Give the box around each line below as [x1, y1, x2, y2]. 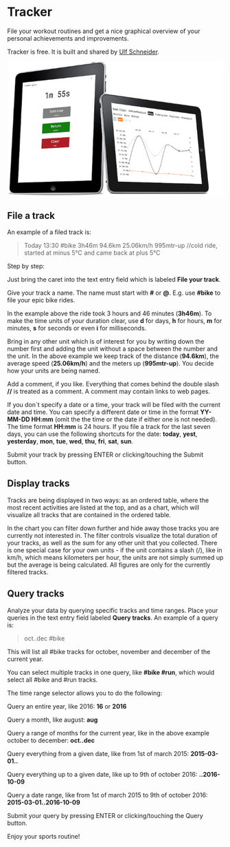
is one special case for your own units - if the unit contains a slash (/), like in [7, 545, 222, 554]
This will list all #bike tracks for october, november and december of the [7, 647, 211, 656]
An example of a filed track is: [7, 228, 91, 236]
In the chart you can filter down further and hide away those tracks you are [7, 524, 220, 532]
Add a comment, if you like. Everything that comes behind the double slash [7, 379, 220, 388]
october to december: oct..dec [7, 736, 95, 744]
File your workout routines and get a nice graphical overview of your [7, 27, 200, 35]
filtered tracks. [7, 567, 49, 576]
